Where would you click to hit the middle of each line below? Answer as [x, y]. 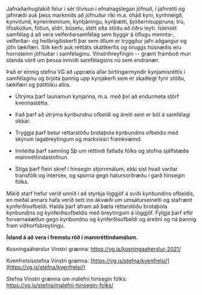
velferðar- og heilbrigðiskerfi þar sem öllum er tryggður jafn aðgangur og [96, 41]
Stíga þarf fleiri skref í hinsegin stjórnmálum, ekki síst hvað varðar [96, 169]
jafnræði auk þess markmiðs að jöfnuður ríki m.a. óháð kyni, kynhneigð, [95, 15]
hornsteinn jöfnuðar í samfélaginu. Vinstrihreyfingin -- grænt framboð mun [99, 53]
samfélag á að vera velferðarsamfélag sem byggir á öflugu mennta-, [90, 34]
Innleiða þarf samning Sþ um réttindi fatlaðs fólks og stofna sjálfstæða [102, 151]
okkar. [23, 121]
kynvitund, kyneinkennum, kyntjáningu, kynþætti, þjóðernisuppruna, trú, [96, 21]
